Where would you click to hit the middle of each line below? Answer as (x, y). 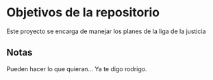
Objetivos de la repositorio (83, 13)
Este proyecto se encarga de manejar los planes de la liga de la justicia (106, 31)
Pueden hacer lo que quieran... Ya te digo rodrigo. (77, 68)
